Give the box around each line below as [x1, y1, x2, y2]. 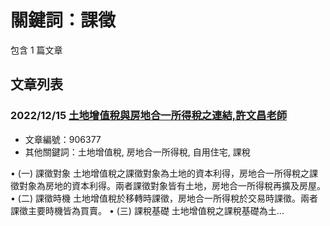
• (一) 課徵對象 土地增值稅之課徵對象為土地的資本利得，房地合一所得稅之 [10, 167, 310, 179]
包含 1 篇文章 [10, 44, 63, 56]
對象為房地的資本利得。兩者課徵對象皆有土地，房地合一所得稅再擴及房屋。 [18, 179, 326, 191]
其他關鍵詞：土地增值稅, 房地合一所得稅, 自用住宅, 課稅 [24, 146, 251, 158]
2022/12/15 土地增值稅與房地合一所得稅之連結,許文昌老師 [10, 109, 288, 123]
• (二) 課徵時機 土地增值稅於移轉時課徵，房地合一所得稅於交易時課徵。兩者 [10, 192, 318, 204]
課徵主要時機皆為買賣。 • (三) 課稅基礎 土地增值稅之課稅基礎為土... [10, 204, 285, 216]
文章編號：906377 [24, 133, 102, 145]
